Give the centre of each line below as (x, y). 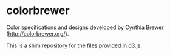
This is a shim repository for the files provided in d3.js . (74, 45)
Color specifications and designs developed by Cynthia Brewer (85, 27)
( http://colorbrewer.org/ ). (38, 33)
